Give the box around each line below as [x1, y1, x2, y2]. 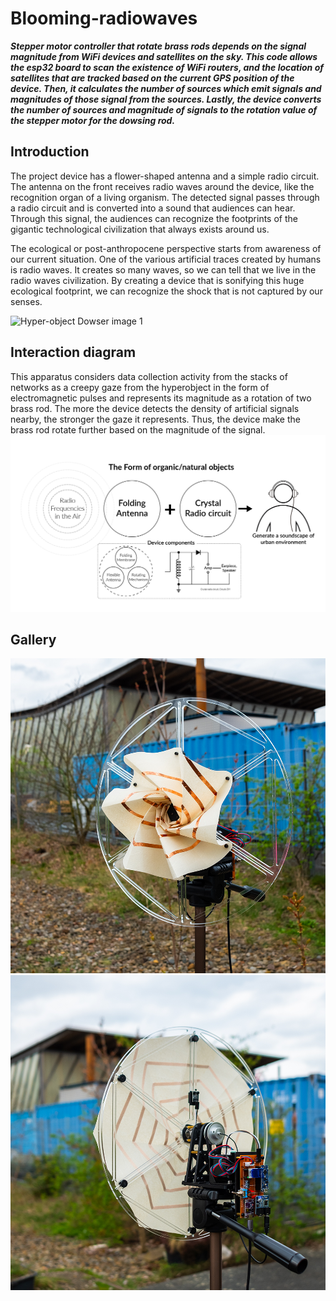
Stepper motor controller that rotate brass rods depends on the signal [10, 40, 307, 52]
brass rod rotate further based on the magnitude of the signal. [10, 423, 266, 436]
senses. [10, 295, 43, 307]
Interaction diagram [10, 344, 137, 361]
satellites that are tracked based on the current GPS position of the [10, 72, 295, 84]
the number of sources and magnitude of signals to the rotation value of [10, 103, 318, 116]
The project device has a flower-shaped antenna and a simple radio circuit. [10, 170, 320, 182]
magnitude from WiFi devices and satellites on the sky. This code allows [10, 50, 318, 62]
